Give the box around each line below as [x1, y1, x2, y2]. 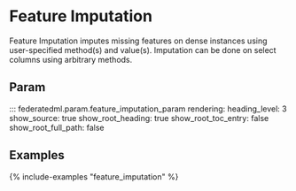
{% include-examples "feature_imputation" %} [9, 171, 179, 182]
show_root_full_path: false [9, 122, 105, 133]
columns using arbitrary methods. [9, 54, 133, 65]
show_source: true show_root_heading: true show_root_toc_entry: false [9, 112, 269, 123]
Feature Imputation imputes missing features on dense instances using [9, 35, 268, 46]
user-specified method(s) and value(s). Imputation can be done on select [9, 44, 277, 55]
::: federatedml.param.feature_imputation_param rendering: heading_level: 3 [9, 103, 287, 114]
